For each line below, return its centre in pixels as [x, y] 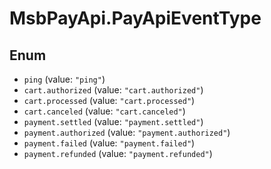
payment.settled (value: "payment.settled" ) [113, 121]
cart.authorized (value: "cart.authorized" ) [113, 90]
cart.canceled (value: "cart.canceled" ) [104, 111]
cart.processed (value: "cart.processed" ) [109, 100]
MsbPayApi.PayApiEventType [135, 18]
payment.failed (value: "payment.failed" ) [109, 143]
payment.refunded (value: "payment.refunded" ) [118, 153]
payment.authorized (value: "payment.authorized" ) [127, 132]
